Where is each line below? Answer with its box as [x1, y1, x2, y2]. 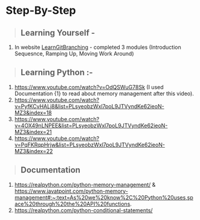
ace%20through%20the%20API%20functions [14, 200, 131, 207]
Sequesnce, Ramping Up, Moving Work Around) [14, 50, 134, 57]
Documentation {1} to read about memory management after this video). [14, 90, 194, 97]
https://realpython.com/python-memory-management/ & [14, 181, 156, 188]
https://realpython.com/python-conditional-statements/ [14, 206, 153, 214]
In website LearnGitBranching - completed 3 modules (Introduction [14, 43, 182, 51]
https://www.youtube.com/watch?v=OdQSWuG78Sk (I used [14, 83, 164, 90]
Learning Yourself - [20, 28, 95, 38]
